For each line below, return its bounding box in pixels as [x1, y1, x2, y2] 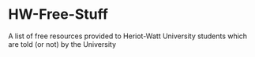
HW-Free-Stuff [8, 5, 109, 23]
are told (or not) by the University [8, 39, 117, 48]
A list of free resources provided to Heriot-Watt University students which [8, 31, 247, 41]
